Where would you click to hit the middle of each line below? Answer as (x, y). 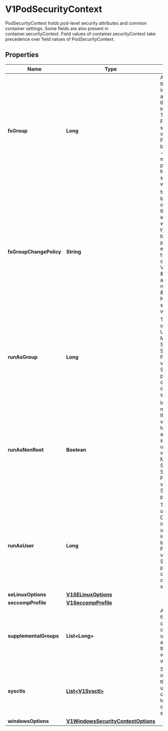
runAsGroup (23, 357)
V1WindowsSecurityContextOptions (111, 721)
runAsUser (21, 545)
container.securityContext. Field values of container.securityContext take (80, 34)
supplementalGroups (33, 636)
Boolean (76, 450)
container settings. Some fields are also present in (57, 28)
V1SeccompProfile (89, 603)
